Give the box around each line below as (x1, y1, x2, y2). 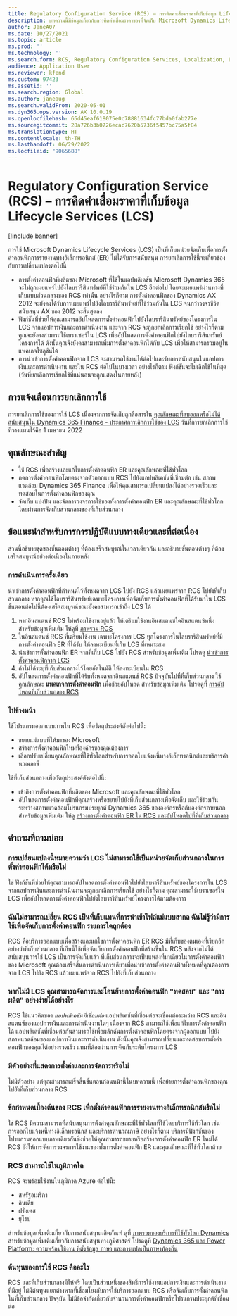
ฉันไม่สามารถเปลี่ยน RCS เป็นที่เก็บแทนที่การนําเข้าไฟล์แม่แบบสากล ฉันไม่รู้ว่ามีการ (8, 912, 230, 922)
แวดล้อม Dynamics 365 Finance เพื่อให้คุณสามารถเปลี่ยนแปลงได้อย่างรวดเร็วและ (18, 481, 217, 489)
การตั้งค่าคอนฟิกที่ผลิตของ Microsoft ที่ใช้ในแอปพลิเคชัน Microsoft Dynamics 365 (18, 275, 226, 284)
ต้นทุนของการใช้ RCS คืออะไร (8, 1262, 90, 1272)
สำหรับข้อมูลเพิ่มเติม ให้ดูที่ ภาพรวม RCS (18, 624, 113, 632)
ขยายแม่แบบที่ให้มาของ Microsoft (18, 735, 101, 744)
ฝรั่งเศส (18, 1207, 36, 1215)
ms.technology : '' (8, 50, 62, 57)
